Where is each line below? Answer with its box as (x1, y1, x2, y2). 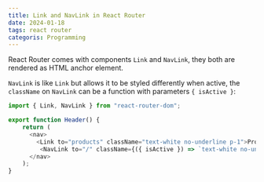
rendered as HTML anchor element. (8, 64, 124, 73)
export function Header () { (8, 116, 101, 124)
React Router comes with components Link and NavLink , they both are (8, 55, 236, 64)
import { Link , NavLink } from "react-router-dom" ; (8, 102, 181, 110)
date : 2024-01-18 (8, 19, 65, 27)
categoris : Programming (8, 33, 86, 42)
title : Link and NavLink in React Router (8, 11, 146, 20)
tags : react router (8, 26, 72, 34)
